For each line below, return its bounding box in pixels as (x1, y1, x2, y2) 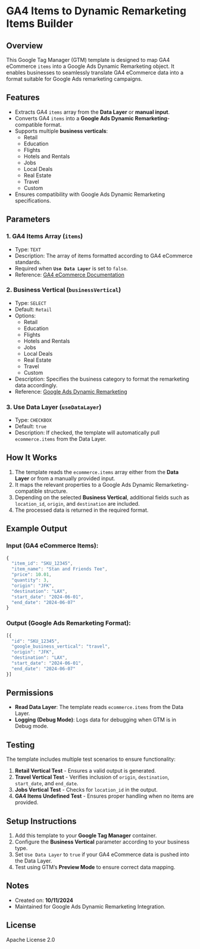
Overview (6, 41, 43, 51)
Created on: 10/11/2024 (14, 897, 73, 904)
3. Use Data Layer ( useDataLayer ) (6, 403, 102, 411)
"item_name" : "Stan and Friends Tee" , (11, 566, 108, 572)
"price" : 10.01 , (11, 572, 52, 578)
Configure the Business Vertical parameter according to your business (14, 838, 190, 845)
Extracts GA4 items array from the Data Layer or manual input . (14, 108, 170, 116)
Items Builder (6, 17, 73, 30)
